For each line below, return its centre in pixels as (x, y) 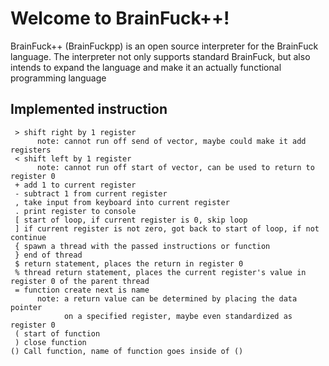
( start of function (57, 333)
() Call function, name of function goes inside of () (127, 351)
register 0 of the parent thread (80, 281)
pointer (26, 307)
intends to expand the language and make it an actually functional (146, 67)
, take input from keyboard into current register (122, 202)
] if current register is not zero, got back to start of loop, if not (167, 228)
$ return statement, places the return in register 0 (129, 263)
